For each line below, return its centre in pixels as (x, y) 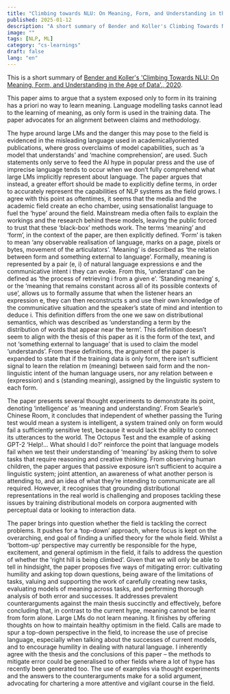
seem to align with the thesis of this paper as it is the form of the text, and (111, 337)
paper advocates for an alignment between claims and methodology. (104, 120)
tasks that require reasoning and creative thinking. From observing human (111, 459)
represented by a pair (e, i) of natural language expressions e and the (105, 264)
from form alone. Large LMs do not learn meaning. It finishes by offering (109, 617)
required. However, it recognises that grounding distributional (93, 488)
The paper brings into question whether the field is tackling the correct (107, 523)
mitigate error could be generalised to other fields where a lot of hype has (111, 661)
